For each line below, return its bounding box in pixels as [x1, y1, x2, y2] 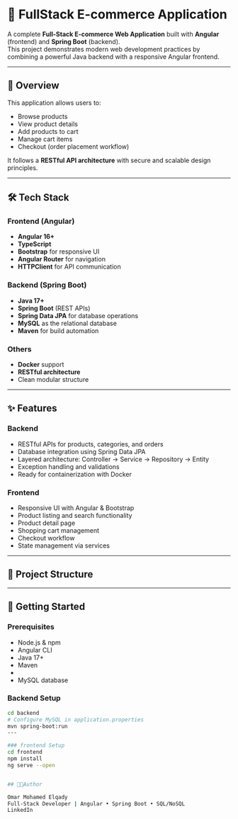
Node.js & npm [17, 638, 62, 647]
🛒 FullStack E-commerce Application [7, 6, 228, 23]
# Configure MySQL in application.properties [7, 716, 144, 723]
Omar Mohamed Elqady [7, 793, 69, 801]
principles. [7, 163, 38, 172]
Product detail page [17, 519, 76, 527]
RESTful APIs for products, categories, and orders [17, 439, 164, 448]
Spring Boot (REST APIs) [17, 304, 91, 312]
